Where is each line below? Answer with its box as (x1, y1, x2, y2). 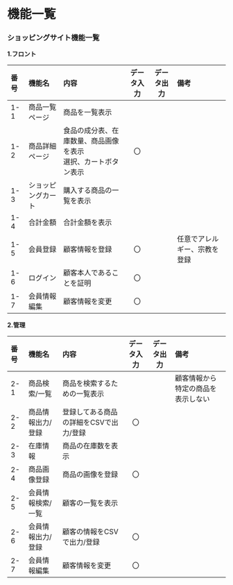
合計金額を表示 (63, 218, 112, 228)
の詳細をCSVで (62, 418, 112, 427)
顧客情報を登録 (63, 244, 112, 254)
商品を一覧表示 (63, 108, 112, 117)
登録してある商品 (62, 407, 118, 417)
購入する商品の (63, 185, 112, 195)
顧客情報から (175, 373, 217, 383)
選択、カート (63, 157, 105, 167)
